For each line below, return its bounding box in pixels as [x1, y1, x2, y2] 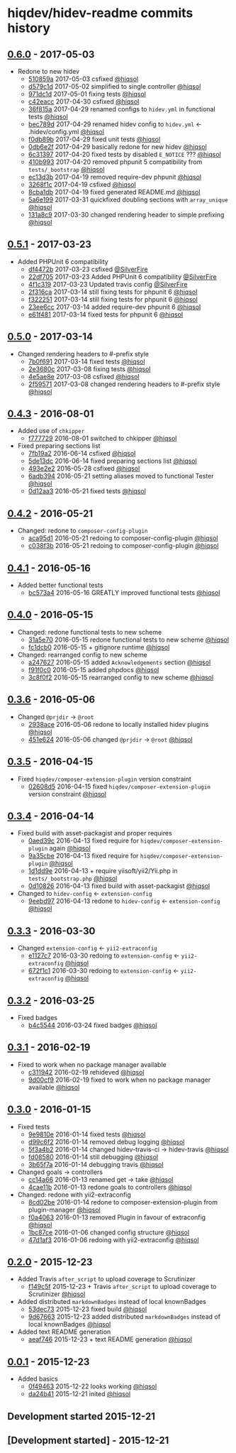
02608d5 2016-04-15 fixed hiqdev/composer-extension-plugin [28, 782, 211, 791]
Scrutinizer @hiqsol [28, 1290, 86, 1298]
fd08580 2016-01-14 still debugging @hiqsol [28, 1152, 158, 1161]
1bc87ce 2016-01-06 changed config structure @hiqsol [28, 1228, 190, 1237]
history [7, 20, 51, 36]
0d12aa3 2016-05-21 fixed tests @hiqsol [28, 487, 147, 495]
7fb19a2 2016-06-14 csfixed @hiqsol [28, 449, 136, 458]
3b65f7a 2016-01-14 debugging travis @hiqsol [28, 1160, 164, 1168]
